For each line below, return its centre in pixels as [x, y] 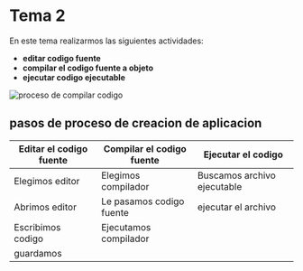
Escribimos [37, 227]
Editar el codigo [53, 148]
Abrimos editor [45, 207]
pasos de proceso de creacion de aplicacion [136, 123]
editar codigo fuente [61, 58]
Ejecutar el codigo [243, 154]
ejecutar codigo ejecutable [74, 77]
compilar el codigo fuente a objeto [88, 68]
